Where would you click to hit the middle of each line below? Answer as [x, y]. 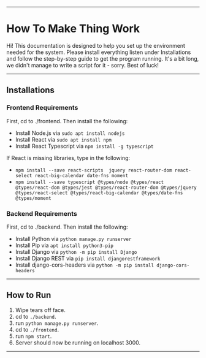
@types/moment [33, 198]
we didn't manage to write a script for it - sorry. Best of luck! [83, 65]
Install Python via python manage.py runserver [73, 238]
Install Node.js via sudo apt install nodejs [70, 133]
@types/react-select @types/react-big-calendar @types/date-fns [99, 193]
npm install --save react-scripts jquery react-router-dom [93, 170]
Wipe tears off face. [40, 310]
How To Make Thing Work [73, 29]
